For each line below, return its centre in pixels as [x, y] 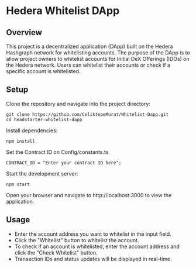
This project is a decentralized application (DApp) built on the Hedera [90, 46]
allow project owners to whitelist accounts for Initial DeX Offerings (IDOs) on [98, 59]
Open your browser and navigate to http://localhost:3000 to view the [89, 195]
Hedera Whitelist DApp [63, 11]
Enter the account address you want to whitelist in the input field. [93, 234]
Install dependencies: [32, 130]
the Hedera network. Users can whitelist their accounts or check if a [88, 65]
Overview [24, 32]
